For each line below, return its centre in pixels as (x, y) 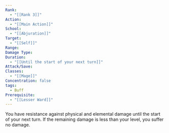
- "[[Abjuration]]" (30, 34)
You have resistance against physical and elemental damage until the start (83, 114)
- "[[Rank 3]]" (26, 15)
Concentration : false (28, 81)
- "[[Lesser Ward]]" (31, 99)
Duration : (16, 57)
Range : (12, 48)
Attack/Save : (19, 66)
